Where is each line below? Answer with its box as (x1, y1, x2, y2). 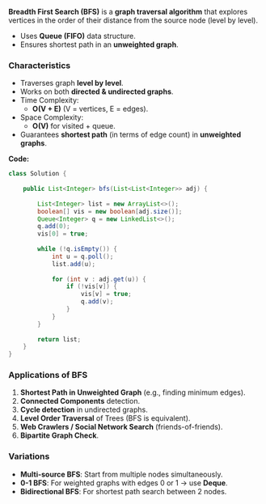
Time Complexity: (19, 95, 79, 105)
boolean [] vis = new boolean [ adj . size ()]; (37, 207, 183, 215)
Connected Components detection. (19, 396, 140, 406)
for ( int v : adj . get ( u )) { (51, 275, 147, 283)
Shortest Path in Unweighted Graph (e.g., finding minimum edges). (19, 388, 246, 397)
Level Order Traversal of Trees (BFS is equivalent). (19, 413, 191, 423)
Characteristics (8, 60, 71, 71)
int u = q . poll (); (51, 252, 114, 260)
